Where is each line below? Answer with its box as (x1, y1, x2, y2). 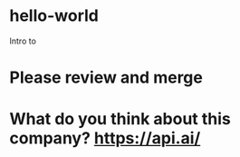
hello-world (9, 5, 100, 26)
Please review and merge (9, 67, 204, 88)
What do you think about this (9, 109, 231, 130)
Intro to (9, 35, 36, 46)
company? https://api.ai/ (9, 128, 201, 149)
